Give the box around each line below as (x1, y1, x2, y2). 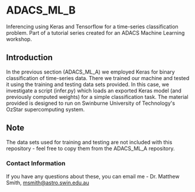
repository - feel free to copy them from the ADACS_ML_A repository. (6, 145, 175, 152)
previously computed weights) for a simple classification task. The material (6, 93, 188, 100)
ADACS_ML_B (6, 4, 76, 17)
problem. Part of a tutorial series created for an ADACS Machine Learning (6, 29, 185, 36)
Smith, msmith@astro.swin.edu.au (6, 179, 90, 186)
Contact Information (6, 160, 66, 168)
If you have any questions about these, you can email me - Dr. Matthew (6, 173, 180, 180)
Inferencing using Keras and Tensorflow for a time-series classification (6, 23, 178, 30)
